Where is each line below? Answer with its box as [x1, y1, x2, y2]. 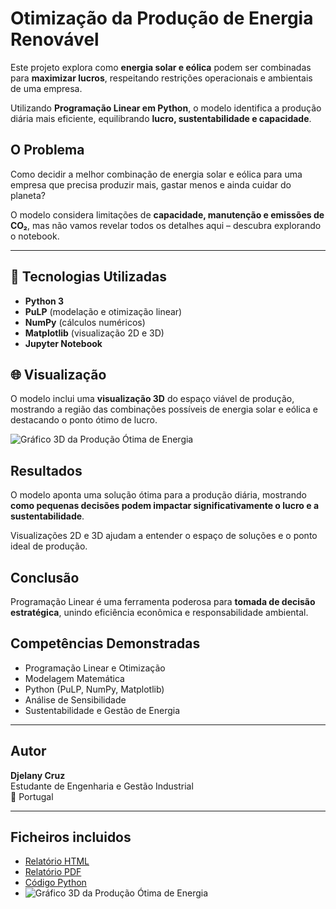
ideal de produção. [10, 540, 88, 552]
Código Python [24, 877, 87, 889]
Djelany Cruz [10, 769, 66, 781]
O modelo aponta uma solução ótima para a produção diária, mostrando [10, 489, 307, 501]
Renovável [10, 28, 100, 51]
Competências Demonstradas [10, 635, 201, 652]
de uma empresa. [10, 82, 83, 94]
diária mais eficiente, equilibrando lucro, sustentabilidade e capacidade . [10, 112, 312, 124]
